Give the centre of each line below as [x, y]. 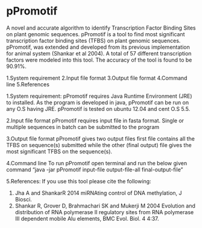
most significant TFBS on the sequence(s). [59, 151]
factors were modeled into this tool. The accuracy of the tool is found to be [99, 60]
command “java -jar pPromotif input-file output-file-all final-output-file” [95, 169]
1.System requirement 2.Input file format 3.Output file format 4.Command [97, 78]
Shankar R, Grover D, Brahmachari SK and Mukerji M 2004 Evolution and [105, 206]
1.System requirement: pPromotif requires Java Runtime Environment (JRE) [99, 96]
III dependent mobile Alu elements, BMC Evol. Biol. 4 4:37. [87, 218]
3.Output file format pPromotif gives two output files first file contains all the [100, 138]
